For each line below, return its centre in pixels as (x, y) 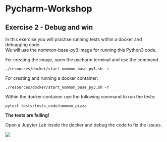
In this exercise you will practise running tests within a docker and (74, 39)
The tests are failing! (27, 115)
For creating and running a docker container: (52, 78)
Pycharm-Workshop (49, 9)
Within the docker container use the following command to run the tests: (80, 97)
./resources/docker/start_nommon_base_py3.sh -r (57, 87)
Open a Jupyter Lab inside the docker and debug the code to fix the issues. (84, 125)
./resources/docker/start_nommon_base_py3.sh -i (57, 69)
